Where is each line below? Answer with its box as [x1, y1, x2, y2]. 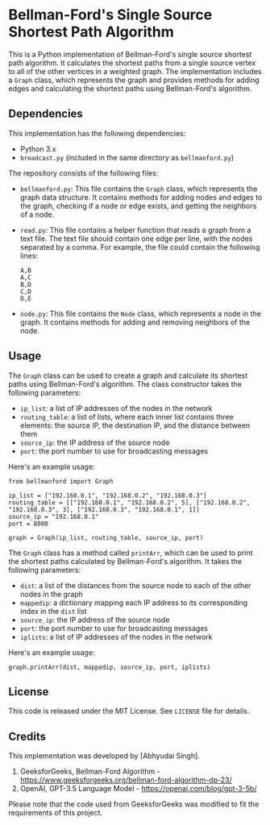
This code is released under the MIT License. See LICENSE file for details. [8, 707, 250, 716]
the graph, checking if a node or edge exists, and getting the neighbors [19, 201, 257, 210]
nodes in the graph [19, 589, 83, 599]
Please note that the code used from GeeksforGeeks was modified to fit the [8, 799, 260, 809]
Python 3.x [19, 143, 56, 154]
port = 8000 [8, 520, 48, 528]
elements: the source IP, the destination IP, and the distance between [19, 421, 251, 430]
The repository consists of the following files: [8, 168, 159, 178]
